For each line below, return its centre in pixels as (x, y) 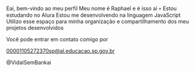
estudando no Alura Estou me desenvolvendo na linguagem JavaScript (94, 15)
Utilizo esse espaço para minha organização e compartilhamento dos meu (98, 21)
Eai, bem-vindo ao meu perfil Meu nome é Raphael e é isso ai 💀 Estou (92, 8)
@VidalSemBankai (29, 62)
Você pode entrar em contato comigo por (57, 39)
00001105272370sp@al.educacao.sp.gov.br (61, 51)
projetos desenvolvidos (35, 27)
